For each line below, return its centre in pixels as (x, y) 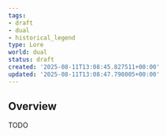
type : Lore (26, 45)
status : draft (32, 60)
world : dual (28, 52)
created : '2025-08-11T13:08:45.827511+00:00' (84, 67)
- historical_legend (42, 38)
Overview (33, 106)
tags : (17, 15)
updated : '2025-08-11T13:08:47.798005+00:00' (84, 74)
